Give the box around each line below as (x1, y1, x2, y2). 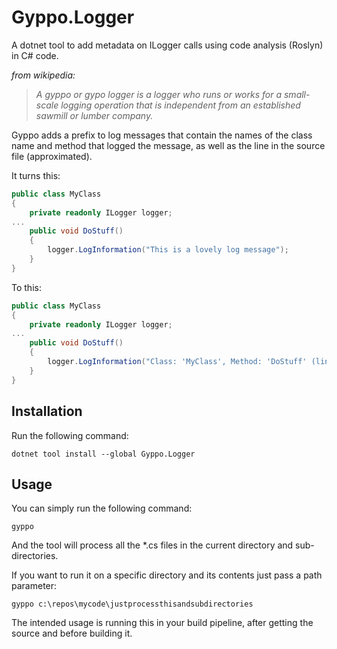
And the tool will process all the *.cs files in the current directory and (11, 539, 294, 551)
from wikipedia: (11, 69, 76, 81)
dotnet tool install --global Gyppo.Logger (11, 449, 196, 459)
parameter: (11, 580, 58, 592)
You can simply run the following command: (11, 502, 193, 515)
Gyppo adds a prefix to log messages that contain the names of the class (11, 129, 313, 141)
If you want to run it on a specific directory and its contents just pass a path (11, 569, 323, 581)
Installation (11, 403, 83, 420)
